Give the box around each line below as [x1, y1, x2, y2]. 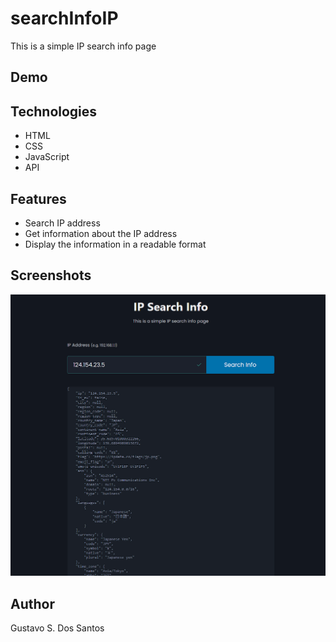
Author [10, 595, 55, 612]
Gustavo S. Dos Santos [10, 622, 105, 634]
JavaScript [24, 151, 70, 163]
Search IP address [24, 217, 101, 229]
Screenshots [10, 267, 92, 284]
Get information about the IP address [24, 227, 178, 239]
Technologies [10, 103, 98, 120]
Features [10, 190, 67, 207]
